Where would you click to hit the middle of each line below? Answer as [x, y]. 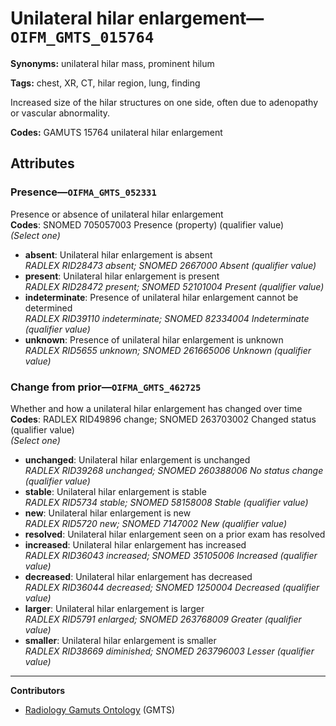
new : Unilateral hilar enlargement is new [108, 513]
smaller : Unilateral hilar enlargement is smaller [120, 640]
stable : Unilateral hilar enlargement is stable [115, 491]
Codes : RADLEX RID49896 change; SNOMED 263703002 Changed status [163, 419]
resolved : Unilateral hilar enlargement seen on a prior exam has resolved [175, 534]
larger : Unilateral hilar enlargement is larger [114, 608]
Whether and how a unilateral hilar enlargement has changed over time [156, 408]
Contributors [38, 690]
